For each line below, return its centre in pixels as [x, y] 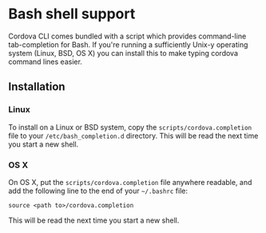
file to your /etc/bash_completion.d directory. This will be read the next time [133, 135]
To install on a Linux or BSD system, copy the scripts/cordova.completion [130, 127]
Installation [37, 87]
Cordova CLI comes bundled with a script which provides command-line [127, 36]
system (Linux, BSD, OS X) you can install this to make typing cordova [123, 53]
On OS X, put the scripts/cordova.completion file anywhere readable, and [130, 182]
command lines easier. [45, 62]
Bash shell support [72, 14]
